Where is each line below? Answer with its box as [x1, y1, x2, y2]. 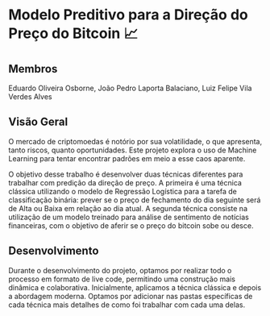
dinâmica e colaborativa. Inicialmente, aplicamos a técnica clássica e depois [8, 282, 262, 292]
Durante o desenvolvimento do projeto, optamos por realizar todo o [8, 265, 232, 275]
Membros [8, 62, 58, 76]
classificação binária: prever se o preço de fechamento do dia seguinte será [8, 195, 261, 205]
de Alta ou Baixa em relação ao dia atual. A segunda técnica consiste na [8, 203, 248, 213]
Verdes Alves [8, 92, 52, 102]
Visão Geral [8, 115, 69, 129]
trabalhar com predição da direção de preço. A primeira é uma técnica [8, 177, 242, 187]
